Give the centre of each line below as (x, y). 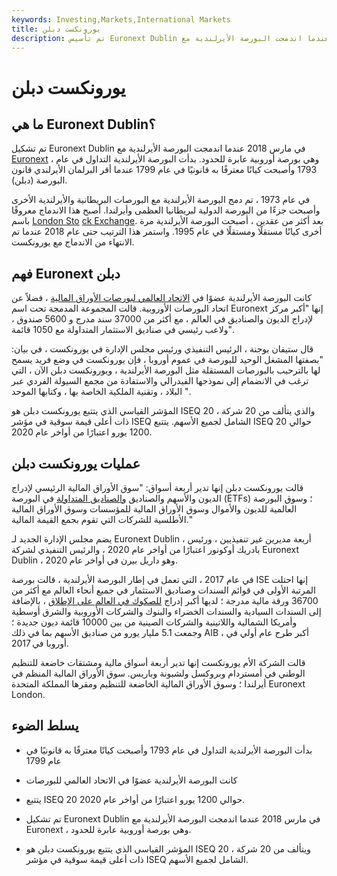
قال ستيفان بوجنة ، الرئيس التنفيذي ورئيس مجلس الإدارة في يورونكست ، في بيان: (162, 349)
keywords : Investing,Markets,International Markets (121, 19)
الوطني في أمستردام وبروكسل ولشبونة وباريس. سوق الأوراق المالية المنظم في (158, 673)
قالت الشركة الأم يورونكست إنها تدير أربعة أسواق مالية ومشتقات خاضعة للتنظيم (158, 662)
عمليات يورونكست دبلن (76, 463)
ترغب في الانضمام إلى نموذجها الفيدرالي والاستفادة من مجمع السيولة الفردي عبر (160, 381)
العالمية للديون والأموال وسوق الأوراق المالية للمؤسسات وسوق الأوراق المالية (154, 509)
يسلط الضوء (45, 726)
